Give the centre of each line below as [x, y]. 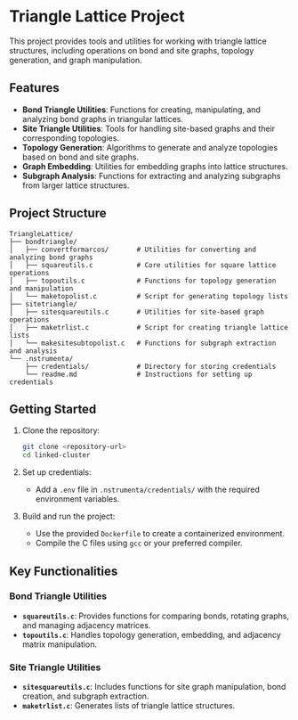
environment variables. [77, 499]
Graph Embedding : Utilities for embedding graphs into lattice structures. [155, 166]
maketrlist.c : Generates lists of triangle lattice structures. [129, 706]
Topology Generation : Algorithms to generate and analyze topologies [150, 147]
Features [34, 88]
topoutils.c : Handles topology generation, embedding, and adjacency [152, 634]
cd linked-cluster [56, 455]
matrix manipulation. [60, 644]
